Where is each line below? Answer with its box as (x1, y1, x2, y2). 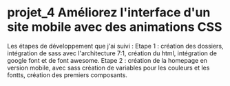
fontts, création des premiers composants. (7, 70, 127, 79)
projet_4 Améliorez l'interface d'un (7, 5, 211, 20)
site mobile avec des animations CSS (7, 19, 222, 35)
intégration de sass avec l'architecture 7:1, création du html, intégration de (7, 49, 217, 57)
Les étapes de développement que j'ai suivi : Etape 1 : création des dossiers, (7, 42, 224, 50)
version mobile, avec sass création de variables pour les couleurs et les (7, 63, 210, 72)
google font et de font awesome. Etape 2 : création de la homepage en (7, 56, 208, 64)
